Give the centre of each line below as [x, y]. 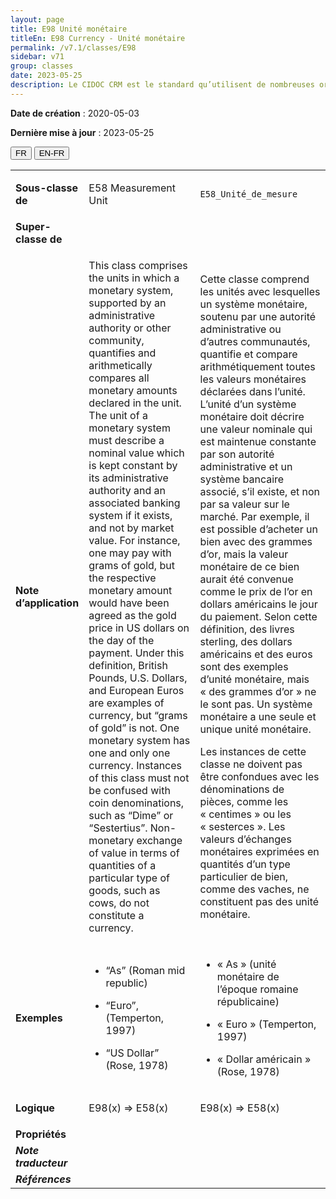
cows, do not [119, 903]
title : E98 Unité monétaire [69, 29]
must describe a [126, 440]
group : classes [42, 66]
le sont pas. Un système [256, 704]
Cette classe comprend [254, 279]
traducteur [41, 1163]
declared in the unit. [135, 403]
